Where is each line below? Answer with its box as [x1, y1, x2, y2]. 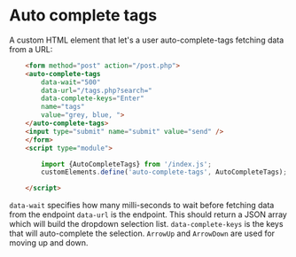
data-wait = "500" [41, 77, 101, 87]
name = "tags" [41, 103, 86, 112]
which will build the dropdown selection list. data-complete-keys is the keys [9, 219, 284, 230]
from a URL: [9, 43, 53, 54]
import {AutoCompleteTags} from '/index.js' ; [41, 160, 213, 168]
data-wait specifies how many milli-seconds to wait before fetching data [9, 200, 275, 211]
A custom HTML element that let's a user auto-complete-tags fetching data [9, 35, 284, 45]
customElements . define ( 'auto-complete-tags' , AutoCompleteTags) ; [41, 167, 288, 177]
